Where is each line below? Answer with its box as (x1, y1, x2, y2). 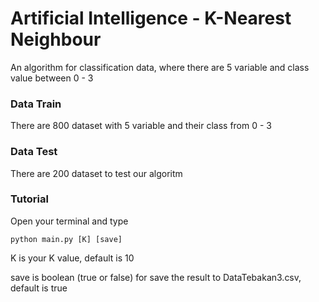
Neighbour (10, 28, 102, 51)
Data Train (10, 97, 62, 111)
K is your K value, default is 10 (10, 252, 135, 264)
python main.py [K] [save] (10, 234, 123, 244)
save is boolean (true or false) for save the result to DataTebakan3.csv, (10, 271, 302, 283)
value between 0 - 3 (10, 72, 94, 84)
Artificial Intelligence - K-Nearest (10, 7, 292, 30)
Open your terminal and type (10, 215, 129, 227)
